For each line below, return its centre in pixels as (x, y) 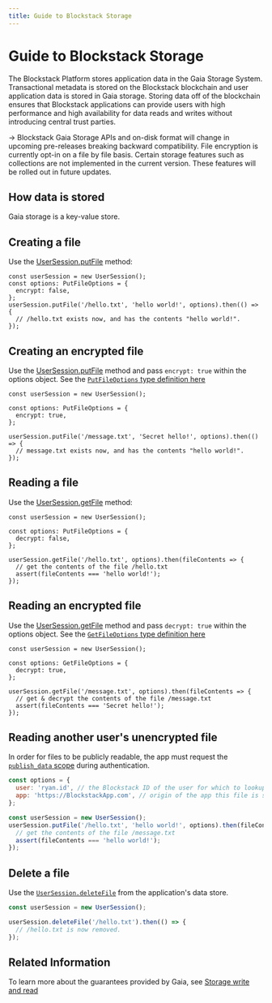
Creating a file (45, 242)
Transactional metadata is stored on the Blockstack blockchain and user (129, 87)
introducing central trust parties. (62, 122)
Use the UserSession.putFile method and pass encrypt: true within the (127, 371)
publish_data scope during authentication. (79, 765)
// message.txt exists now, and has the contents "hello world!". (130, 451)
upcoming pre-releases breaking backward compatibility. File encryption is (134, 146)
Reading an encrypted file (75, 606)
